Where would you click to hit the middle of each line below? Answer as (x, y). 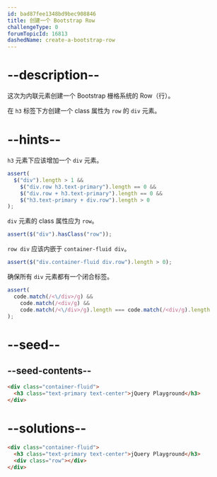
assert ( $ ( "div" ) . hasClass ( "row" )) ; (60, 234)
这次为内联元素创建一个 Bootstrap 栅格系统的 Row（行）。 (91, 96)
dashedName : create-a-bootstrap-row (61, 40)
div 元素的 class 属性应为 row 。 (53, 221)
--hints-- (34, 140)
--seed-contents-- (49, 370)
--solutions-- (47, 429)
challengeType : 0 (33, 27)
